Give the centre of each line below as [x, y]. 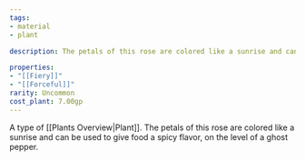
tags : [20, 18]
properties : [32, 68]
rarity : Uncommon [42, 93]
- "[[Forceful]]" [42, 85]
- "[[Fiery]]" [36, 76]
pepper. [24, 146]
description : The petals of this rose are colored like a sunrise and [146, 51]
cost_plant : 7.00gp [46, 101]
